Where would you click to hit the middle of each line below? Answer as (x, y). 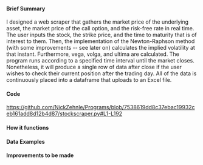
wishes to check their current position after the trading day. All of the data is (101, 73)
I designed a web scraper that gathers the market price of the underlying (98, 22)
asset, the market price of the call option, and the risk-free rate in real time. (100, 29)
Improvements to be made (40, 155)
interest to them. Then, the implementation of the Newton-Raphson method (101, 41)
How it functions (28, 128)
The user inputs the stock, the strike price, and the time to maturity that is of (101, 35)
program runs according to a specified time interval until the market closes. (100, 61)
